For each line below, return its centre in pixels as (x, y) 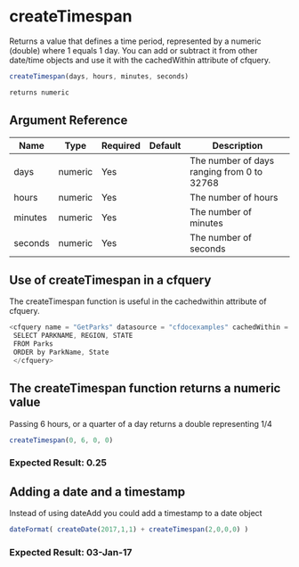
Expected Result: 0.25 (58, 463)
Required (121, 145)
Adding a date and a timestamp (97, 492)
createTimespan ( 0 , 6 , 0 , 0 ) (61, 440)
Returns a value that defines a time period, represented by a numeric (135, 41)
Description (238, 145)
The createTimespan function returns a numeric (145, 388)
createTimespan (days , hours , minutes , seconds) (99, 76)
